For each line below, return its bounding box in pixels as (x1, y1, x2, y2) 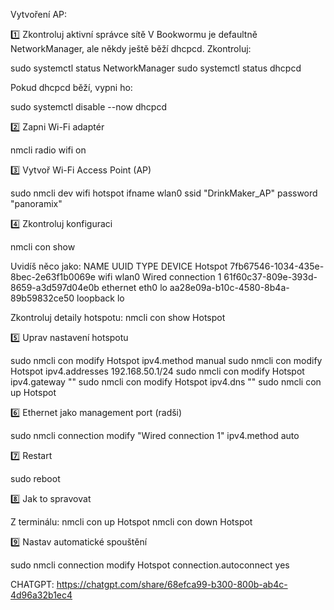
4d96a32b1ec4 (10, 589, 73, 601)
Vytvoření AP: (10, 9, 68, 20)
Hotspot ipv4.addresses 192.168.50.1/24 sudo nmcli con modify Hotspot (10, 365, 305, 377)
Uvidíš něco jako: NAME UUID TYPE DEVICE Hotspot (10, 260, 228, 272)
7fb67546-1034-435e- (229, 260, 325, 272)
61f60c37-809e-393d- (223, 271, 318, 283)
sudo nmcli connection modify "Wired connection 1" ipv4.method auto (10, 430, 300, 441)
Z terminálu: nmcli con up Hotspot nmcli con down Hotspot (10, 516, 253, 528)
